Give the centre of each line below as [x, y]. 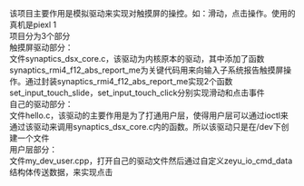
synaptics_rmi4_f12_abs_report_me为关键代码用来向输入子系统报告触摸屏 [147, 70]
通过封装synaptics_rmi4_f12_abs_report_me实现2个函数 [129, 81]
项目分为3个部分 [40, 36]
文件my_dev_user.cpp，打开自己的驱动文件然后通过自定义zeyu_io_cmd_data [151, 161]
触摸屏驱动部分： [41, 47]
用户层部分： [33, 149]
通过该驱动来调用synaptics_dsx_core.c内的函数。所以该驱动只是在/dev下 [145, 127]
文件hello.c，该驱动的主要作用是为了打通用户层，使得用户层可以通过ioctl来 [149, 115]
